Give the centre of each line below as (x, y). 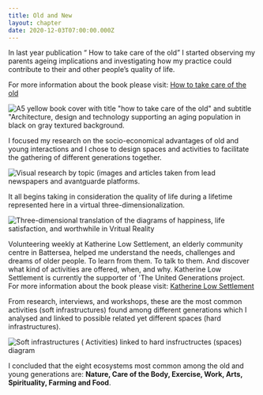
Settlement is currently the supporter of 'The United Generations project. (126, 278)
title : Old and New (40, 15)
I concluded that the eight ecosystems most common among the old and (126, 366)
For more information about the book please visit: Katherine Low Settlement (131, 287)
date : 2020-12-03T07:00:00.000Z (61, 30)
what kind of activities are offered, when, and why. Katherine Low (115, 269)
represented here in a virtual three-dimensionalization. (97, 205)
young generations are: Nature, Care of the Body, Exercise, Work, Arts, (126, 374)
